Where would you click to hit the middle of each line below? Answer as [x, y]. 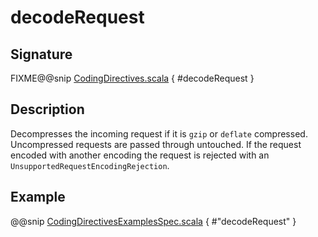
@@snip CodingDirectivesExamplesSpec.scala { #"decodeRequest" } [153, 221]
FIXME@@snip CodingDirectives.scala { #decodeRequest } [132, 78]
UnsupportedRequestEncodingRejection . [90, 165]
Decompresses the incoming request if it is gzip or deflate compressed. [159, 133]
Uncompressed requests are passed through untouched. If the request [156, 144]
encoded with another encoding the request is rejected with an [140, 155]
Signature [41, 54]
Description [47, 109]
